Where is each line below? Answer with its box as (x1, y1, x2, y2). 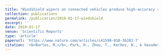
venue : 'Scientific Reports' (5, 29, 64, 34)
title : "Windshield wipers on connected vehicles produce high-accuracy (5, 7, 155, 12)
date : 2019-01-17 (5, 25, 40, 30)
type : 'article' (5, 34, 38, 39)
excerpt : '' (5, 20, 29, 25)
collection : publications (5, 11, 57, 16)
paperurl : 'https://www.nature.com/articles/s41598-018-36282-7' (5, 38, 140, 43)
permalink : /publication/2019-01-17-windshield (5, 16, 103, 21)
